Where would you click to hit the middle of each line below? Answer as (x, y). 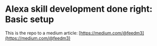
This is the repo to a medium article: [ (43, 33)
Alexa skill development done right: (79, 9)
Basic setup (29, 19)
